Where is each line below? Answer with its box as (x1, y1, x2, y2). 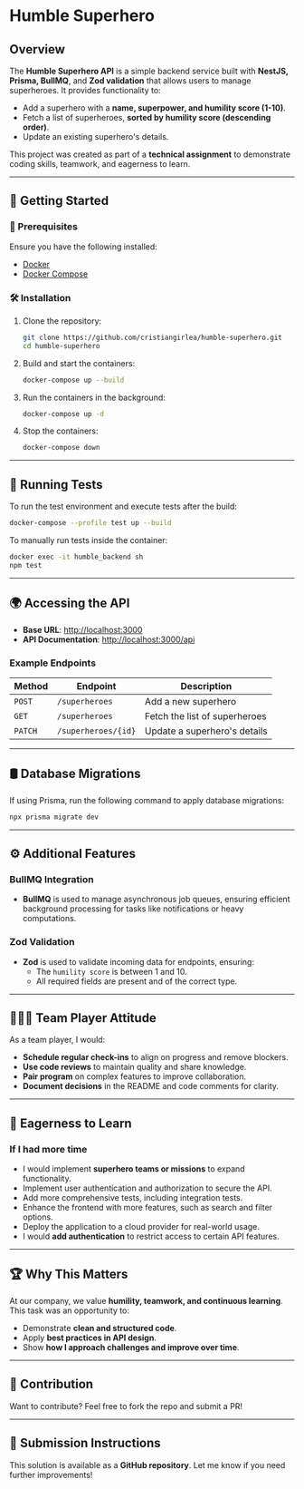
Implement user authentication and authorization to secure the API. (22, 1182, 273, 1193)
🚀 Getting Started (9, 193, 109, 209)
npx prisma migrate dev (9, 813, 100, 822)
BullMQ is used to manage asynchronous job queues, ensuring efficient (22, 894, 290, 905)
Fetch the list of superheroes (144, 709, 267, 722)
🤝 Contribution (9, 1377, 93, 1392)
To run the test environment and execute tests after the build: (9, 501, 238, 512)
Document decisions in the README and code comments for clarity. (22, 1081, 279, 1092)
